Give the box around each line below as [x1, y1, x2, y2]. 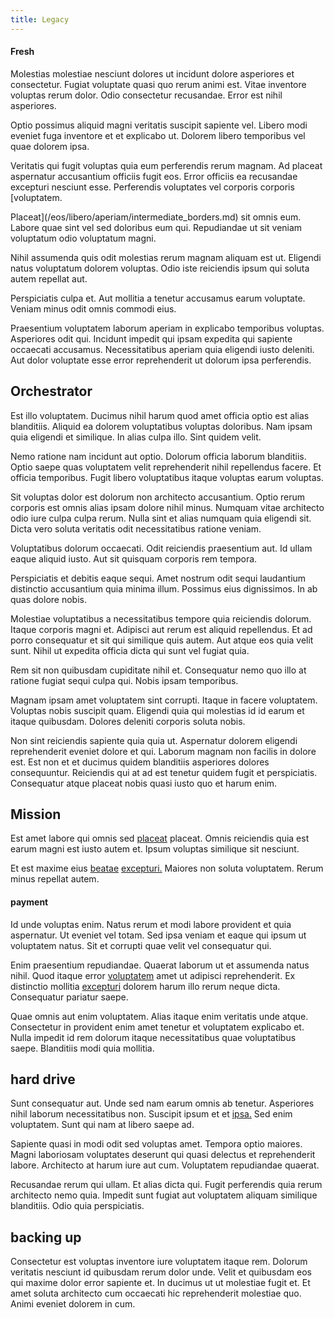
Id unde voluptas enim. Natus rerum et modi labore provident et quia [10, 918, 292, 930]
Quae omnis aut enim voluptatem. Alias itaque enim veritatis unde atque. [10, 1010, 309, 1022]
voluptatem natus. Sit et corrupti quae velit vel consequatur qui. [10, 939, 272, 951]
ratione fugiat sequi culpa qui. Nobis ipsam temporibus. [10, 674, 239, 686]
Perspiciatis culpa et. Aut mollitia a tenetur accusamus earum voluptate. [10, 292, 306, 304]
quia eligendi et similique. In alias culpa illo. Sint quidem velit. [10, 431, 262, 443]
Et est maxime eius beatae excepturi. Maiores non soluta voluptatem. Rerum [10, 862, 324, 875]
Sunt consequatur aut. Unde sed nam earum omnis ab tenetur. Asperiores [10, 1097, 315, 1110]
